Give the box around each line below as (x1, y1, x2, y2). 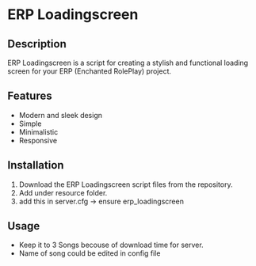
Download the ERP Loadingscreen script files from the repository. (18, 180, 233, 189)
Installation (7, 158, 64, 172)
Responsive (18, 135, 57, 145)
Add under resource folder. (18, 188, 108, 197)
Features (7, 89, 52, 103)
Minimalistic (18, 127, 59, 136)
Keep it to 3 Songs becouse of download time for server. (18, 240, 204, 250)
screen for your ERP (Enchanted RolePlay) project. (7, 66, 172, 76)
